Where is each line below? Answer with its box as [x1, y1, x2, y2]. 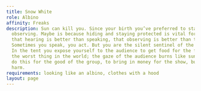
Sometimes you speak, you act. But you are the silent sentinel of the [11, 43, 194, 48]
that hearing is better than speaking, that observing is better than [11, 37, 191, 43]
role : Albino [6, 14, 39, 20]
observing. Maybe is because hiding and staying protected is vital [11, 31, 186, 37]
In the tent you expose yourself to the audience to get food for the [11, 48, 191, 54]
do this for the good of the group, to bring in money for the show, [11, 59, 188, 65]
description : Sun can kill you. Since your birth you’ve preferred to [6, 25, 186, 32]
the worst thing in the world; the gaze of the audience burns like [11, 53, 186, 59]
